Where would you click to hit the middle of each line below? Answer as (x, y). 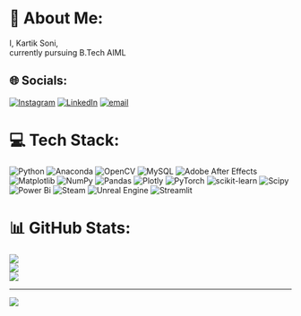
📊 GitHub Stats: (70, 228)
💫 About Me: (56, 18)
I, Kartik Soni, (34, 43)
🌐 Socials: (39, 81)
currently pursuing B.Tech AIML (68, 52)
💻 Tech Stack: (64, 140)
